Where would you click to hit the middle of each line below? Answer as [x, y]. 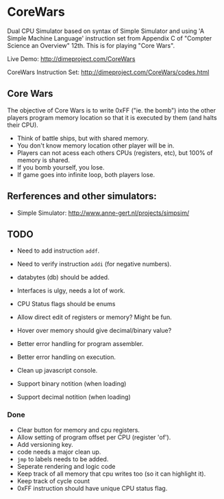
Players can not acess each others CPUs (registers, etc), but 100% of [115, 152]
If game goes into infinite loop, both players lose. [86, 174]
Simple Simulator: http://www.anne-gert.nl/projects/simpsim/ [103, 213]
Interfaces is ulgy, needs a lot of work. [71, 291]
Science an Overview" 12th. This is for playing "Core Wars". [91, 45]
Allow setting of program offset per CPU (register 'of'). [94, 437]
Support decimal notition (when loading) [74, 397]
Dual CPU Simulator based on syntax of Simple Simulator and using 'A [105, 31]
